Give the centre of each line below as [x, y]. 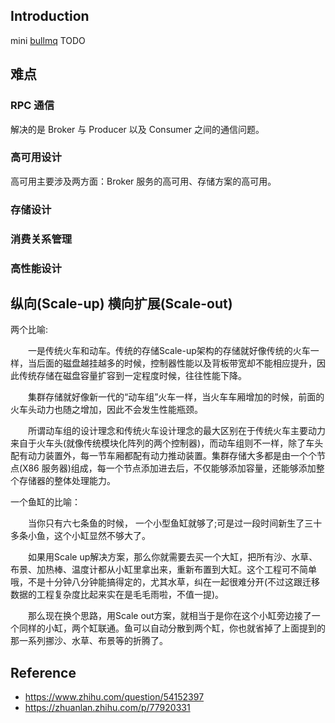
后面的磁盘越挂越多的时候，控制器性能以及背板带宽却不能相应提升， [176, 363]
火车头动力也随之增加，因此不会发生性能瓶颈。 [106, 410]
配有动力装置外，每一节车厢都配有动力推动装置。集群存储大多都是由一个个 [163, 456]
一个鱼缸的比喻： [45, 502]
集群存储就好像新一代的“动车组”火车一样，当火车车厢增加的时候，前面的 [176, 397]
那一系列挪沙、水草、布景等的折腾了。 [89, 641]
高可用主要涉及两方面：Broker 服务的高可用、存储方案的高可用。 [143, 181]
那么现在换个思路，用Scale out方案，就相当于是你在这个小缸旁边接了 [169, 616]
